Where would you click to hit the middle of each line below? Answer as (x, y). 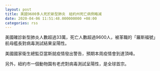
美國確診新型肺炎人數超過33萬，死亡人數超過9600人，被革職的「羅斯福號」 (81, 37)
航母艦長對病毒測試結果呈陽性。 (37, 43)
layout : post (18, 9)
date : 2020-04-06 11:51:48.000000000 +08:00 (51, 18)
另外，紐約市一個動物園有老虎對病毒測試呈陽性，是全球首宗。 (67, 64)
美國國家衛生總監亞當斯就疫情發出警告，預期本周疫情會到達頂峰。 (71, 54)
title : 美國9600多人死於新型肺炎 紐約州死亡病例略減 (53, 14)
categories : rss (21, 23)
